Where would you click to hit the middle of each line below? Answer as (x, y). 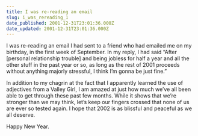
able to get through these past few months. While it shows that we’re (91, 96)
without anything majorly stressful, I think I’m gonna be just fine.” (87, 71)
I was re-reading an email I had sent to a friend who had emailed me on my (99, 46)
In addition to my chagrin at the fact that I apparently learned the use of (95, 83)
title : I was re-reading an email (50, 12)
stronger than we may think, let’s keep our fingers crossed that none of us (98, 102)
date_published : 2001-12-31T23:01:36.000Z (60, 23)
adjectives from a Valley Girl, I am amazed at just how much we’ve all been (99, 89)
